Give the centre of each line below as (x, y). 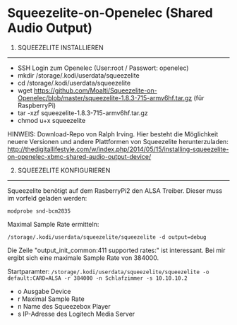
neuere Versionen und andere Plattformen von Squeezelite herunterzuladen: (118, 141)
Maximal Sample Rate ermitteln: (53, 224)
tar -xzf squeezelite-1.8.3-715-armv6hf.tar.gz (83, 113)
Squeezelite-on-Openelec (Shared (110, 13)
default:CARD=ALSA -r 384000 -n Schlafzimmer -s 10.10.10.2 (98, 278)
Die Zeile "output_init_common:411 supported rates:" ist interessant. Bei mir (116, 250)
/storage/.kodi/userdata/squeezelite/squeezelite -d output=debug (107, 237)
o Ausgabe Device (44, 291)
